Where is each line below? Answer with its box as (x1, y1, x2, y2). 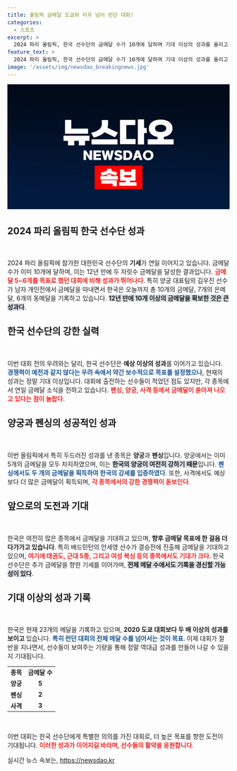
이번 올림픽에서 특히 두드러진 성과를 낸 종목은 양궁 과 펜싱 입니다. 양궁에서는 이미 (7, 450, 226, 459)
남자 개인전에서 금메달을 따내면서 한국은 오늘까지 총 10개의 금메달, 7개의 (14, 285, 213, 294)
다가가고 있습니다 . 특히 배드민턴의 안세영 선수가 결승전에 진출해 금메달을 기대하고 (7, 542, 229, 551)
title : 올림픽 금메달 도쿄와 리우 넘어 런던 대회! (7, 11, 134, 18)
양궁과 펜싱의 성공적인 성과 (7, 417, 116, 429)
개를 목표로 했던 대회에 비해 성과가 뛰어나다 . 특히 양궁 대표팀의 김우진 (26, 276, 215, 285)
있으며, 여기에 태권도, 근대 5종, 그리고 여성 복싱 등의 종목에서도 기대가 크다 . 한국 (7, 551, 224, 560)
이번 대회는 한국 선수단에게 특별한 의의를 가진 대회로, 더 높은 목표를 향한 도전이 (7, 732, 224, 741)
